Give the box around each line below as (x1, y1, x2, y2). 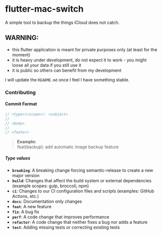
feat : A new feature (12, 204, 52, 210)
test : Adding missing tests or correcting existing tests (12, 224, 120, 230)
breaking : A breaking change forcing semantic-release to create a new (12, 167, 154, 174)
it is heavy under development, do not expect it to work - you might (12, 57, 147, 63)
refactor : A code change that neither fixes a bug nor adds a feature (12, 219, 148, 225)
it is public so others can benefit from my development (12, 67, 122, 73)
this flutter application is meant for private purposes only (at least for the (12, 46, 158, 52)
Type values (5, 155, 31, 161)
